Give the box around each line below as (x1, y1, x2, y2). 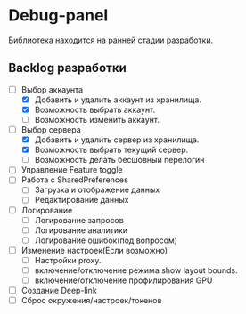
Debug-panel (8, 5, 109, 26)
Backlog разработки (8, 60, 127, 76)
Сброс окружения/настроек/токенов (20, 295, 162, 306)
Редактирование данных (34, 195, 129, 205)
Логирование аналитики (34, 224, 128, 236)
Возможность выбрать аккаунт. (34, 104, 156, 115)
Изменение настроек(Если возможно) (20, 245, 168, 255)
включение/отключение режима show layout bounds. (34, 264, 238, 276)
